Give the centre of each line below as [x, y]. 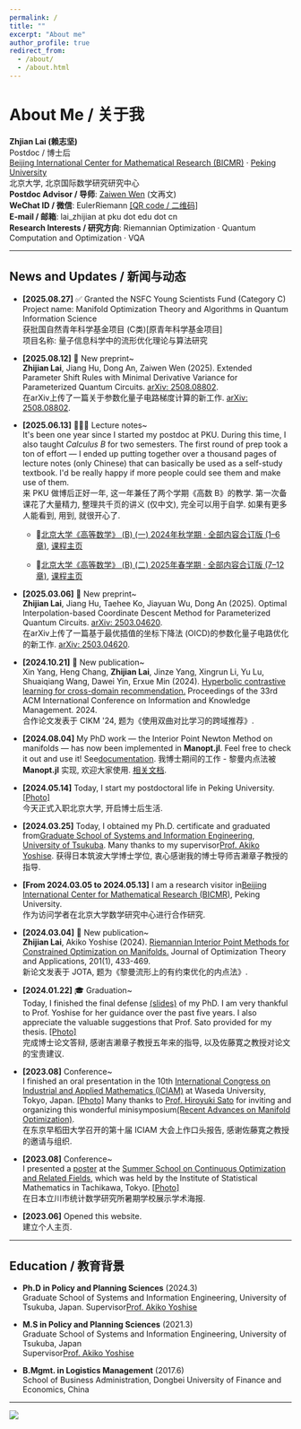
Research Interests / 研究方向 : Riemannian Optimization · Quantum [133, 227]
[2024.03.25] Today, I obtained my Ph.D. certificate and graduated [146, 825]
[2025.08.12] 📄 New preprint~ [78, 358]
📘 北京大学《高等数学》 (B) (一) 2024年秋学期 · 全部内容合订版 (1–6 [158, 534]
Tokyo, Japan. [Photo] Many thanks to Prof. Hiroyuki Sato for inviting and [157, 1100]
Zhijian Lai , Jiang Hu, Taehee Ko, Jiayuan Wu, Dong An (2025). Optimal [155, 603]
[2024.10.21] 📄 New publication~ [83, 662]
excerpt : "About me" [48, 34]
